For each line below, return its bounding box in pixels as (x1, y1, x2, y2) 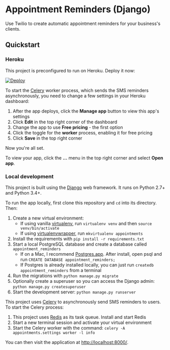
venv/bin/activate (20, 226, 60, 231)
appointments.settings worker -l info (12, 330, 95, 335)
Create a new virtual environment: (12, 215, 84, 221)
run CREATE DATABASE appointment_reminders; (20, 256, 116, 262)
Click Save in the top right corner (12, 135, 82, 141)
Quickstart (5, 41, 40, 49)
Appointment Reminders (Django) (5, 4, 151, 15)
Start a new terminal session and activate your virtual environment (12, 319, 152, 326)
